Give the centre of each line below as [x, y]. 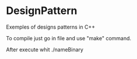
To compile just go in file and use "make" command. [69, 38]
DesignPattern [42, 11]
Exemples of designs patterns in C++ [51, 27]
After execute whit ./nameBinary [45, 49]
